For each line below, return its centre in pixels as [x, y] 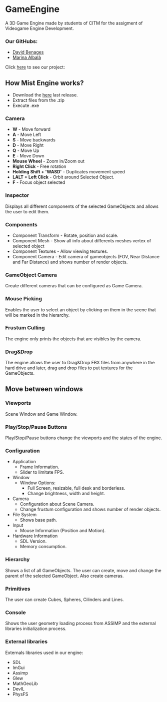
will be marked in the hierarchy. [37, 315]
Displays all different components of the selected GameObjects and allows [82, 206]
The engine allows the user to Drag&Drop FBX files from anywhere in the [80, 363]
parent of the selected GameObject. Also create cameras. [64, 576]
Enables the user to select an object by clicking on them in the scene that [80, 310]
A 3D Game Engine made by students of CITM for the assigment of [74, 23]
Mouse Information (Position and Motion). [63, 531]
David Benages [28, 52]
